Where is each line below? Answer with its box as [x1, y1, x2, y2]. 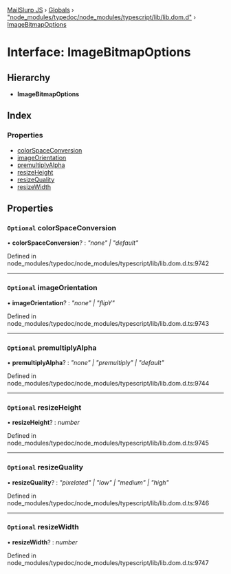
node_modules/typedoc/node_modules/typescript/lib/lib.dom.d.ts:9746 [7, 498, 210, 507]
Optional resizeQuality [7, 463, 84, 472]
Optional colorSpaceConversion [7, 223, 117, 232]
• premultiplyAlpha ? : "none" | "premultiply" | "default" [7, 358, 165, 366]
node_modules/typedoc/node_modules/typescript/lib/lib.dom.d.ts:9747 [7, 558, 209, 566]
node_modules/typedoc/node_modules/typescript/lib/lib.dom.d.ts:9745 [7, 439, 210, 448]
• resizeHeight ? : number [7, 419, 80, 427]
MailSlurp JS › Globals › [7, 6, 74, 14]
